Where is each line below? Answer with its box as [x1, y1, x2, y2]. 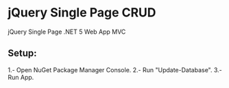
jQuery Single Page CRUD [8, 5, 156, 21]
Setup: [8, 47, 37, 59]
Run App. [8, 73, 34, 81]
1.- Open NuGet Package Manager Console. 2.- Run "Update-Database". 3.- [8, 65, 222, 74]
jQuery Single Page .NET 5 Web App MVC [8, 27, 126, 36]
